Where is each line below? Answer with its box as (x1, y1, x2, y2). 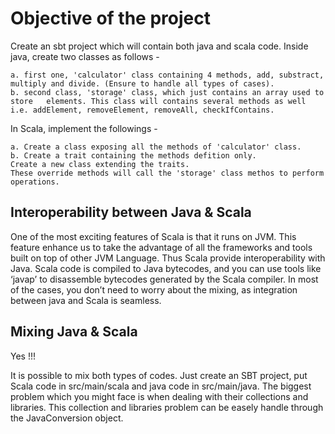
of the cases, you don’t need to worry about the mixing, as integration (10, 283, 298, 296)
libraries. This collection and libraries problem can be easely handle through (10, 401, 324, 413)
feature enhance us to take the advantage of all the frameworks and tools (10, 241, 313, 253)
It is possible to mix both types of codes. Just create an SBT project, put (10, 369, 308, 381)
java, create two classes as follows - (10, 50, 160, 62)
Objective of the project (10, 7, 211, 30)
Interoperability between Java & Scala (10, 204, 252, 221)
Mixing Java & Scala (10, 323, 138, 341)
